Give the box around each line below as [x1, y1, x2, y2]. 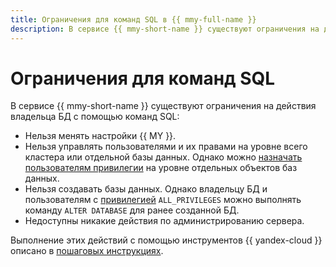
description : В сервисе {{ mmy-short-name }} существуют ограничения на [10, 24, 320, 34]
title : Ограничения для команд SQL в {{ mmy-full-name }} [10, 14, 257, 25]
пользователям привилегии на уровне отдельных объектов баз [24, 162, 298, 174]
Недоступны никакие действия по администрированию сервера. [24, 215, 305, 227]
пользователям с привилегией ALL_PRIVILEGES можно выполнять [24, 194, 302, 206]
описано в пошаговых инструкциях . [10, 245, 164, 257]
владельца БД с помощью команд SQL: [10, 111, 180, 123]
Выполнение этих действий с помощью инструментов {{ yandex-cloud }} [10, 234, 323, 246]
